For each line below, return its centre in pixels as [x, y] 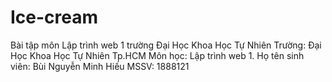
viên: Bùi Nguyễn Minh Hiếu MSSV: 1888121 [100, 66]
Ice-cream [54, 17]
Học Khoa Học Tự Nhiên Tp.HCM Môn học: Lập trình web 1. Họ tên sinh [157, 55]
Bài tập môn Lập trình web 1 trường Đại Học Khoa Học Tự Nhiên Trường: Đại [166, 45]
